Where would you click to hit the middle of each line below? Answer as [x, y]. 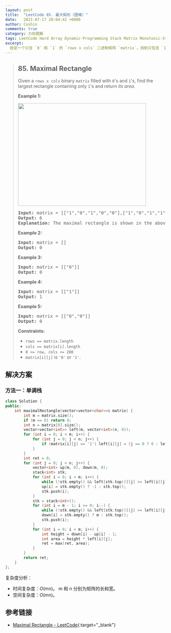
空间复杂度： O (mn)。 [35, 595]
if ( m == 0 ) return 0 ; [48, 420]
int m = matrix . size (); [49, 415]
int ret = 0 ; [37, 458]
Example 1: [30, 96]
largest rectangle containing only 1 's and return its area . [77, 86]
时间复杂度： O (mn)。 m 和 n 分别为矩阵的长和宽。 [65, 588]
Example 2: [30, 233]
